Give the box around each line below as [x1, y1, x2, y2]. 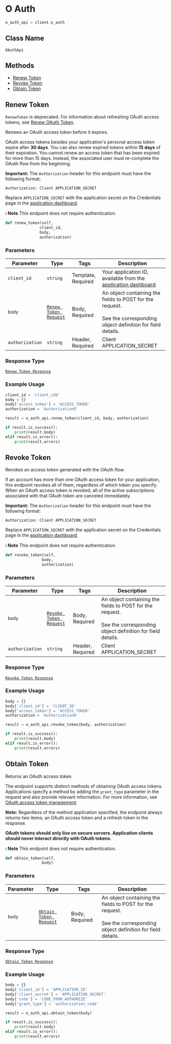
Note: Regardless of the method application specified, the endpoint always [5, 809, 163, 815]
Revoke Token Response [5, 675, 53, 681]
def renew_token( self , [5, 220, 53, 225]
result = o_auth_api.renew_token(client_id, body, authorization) [5, 416, 149, 421]
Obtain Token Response [5, 959, 53, 964]
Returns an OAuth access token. [5, 773, 73, 779]
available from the [102, 275, 145, 282]
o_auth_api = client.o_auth [5, 20, 65, 25]
